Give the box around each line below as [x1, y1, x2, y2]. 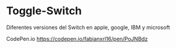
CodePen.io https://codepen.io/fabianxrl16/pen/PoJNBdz [6, 35, 148, 42]
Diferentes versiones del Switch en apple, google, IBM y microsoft [6, 24, 171, 31]
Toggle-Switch [6, 4, 83, 18]
